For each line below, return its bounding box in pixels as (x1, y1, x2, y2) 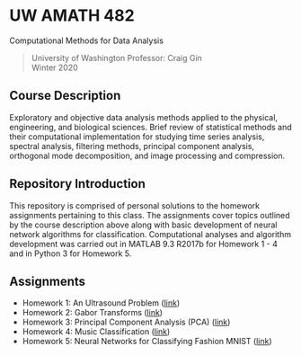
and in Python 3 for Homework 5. (9, 248, 132, 259)
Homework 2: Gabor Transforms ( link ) (22, 307, 164, 318)
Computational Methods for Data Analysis (9, 35, 164, 46)
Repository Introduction (9, 176, 146, 191)
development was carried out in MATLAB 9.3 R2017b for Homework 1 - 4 (9, 238, 279, 249)
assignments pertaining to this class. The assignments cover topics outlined (9, 209, 290, 220)
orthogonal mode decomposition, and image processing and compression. (9, 150, 286, 161)
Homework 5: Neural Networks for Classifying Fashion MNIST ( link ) (22, 336, 272, 347)
